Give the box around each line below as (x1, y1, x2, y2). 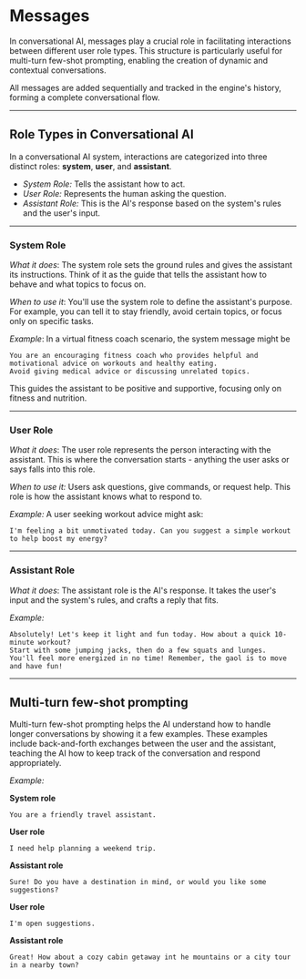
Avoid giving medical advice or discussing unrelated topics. (9, 367, 250, 376)
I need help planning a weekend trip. (9, 844, 157, 853)
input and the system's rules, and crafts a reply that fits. (9, 594, 219, 606)
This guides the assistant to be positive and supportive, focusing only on (9, 383, 282, 394)
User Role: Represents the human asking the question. (22, 188, 227, 199)
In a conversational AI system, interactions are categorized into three (9, 151, 268, 162)
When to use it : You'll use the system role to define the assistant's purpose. (9, 297, 293, 308)
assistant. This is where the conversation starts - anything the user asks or (9, 454, 290, 465)
